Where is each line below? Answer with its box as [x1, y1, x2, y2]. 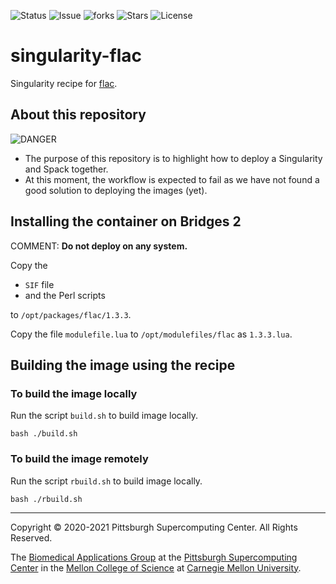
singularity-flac [10, 45, 142, 67]
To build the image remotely [10, 452, 149, 466]
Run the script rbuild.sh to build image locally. [10, 475, 203, 487]
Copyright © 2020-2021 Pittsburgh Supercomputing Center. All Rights [10, 521, 298, 533]
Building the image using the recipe [10, 356, 236, 374]
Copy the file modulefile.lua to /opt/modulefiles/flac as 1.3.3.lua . [10, 328, 293, 340]
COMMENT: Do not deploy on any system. [10, 240, 188, 252]
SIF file [24, 278, 55, 290]
